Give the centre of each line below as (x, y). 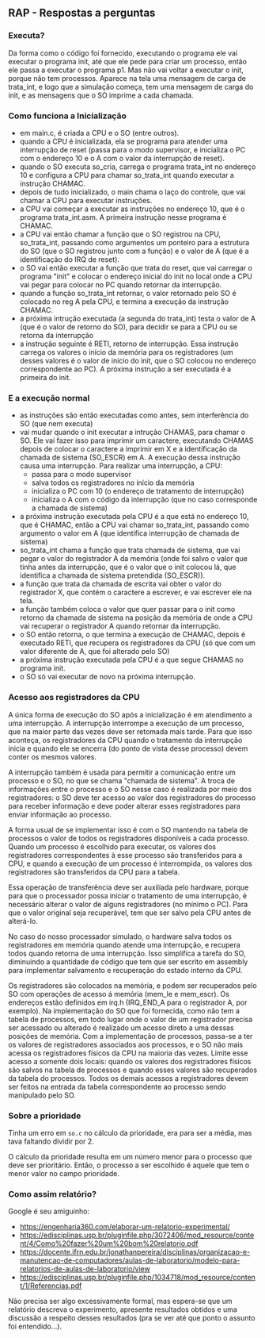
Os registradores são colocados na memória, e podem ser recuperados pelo (132, 985)
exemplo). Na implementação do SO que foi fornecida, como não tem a (124, 1010)
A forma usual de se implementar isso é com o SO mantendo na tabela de (128, 829)
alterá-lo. (23, 921)
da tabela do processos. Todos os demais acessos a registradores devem (128, 1078)
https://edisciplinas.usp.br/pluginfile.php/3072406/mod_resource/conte (137, 1235)
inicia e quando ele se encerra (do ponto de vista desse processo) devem (128, 748)
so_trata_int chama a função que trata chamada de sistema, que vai (130, 550)
